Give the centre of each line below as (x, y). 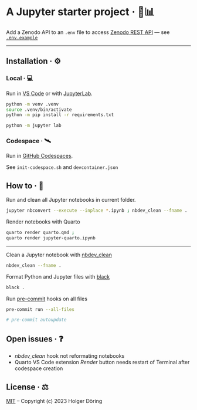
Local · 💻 (20, 79)
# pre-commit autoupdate (36, 320)
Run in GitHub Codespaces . (40, 156)
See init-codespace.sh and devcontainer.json (62, 167)
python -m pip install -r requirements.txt (60, 115)
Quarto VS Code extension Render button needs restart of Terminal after (102, 362)
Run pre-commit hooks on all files (47, 299)
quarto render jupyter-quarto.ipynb (51, 238)
